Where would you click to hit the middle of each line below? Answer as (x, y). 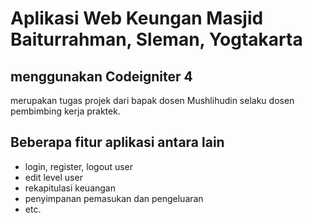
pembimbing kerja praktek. (65, 111)
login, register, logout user (79, 166)
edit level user (53, 177)
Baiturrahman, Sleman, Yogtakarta (156, 39)
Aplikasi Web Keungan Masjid (137, 18)
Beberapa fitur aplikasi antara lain (117, 142)
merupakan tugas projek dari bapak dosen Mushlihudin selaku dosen (152, 100)
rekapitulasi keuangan (70, 188)
